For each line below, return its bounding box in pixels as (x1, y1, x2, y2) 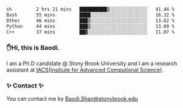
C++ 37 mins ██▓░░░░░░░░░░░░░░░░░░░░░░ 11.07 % (6, 29, 175, 35)
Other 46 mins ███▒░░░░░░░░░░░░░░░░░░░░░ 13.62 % (6, 18, 175, 24)
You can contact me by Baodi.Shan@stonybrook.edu (6, 95, 138, 102)
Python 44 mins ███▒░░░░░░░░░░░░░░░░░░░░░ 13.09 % (6, 23, 175, 29)
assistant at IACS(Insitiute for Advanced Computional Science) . (6, 66, 164, 73)
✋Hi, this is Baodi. (6, 44, 60, 52)
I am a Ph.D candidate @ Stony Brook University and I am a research (6, 59, 178, 67)
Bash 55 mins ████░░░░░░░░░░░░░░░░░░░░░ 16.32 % (6, 12, 175, 18)
